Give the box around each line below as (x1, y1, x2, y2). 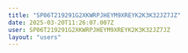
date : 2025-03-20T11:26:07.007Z (8, 19, 114, 26)
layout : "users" (8, 33, 61, 41)
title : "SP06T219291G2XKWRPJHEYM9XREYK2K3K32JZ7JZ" (8, 11, 181, 19)
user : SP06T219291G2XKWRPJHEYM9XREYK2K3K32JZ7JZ (8, 26, 171, 34)
